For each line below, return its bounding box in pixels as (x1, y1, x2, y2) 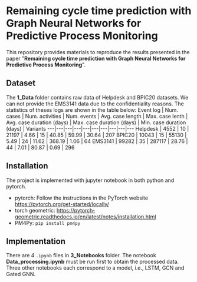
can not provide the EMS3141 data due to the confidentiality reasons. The (6, 100, 184, 107)
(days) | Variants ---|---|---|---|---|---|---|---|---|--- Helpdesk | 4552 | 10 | (6, 125, 189, 132)
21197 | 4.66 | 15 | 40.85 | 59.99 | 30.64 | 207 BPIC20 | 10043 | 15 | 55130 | (6, 131, 187, 138)
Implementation (6, 236, 66, 246)
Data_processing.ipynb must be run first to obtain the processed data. (6, 258, 179, 266)
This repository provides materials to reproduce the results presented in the (6, 48, 190, 55)
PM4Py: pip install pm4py (14, 219, 81, 226)
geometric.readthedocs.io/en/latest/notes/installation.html (14, 213, 156, 220)
